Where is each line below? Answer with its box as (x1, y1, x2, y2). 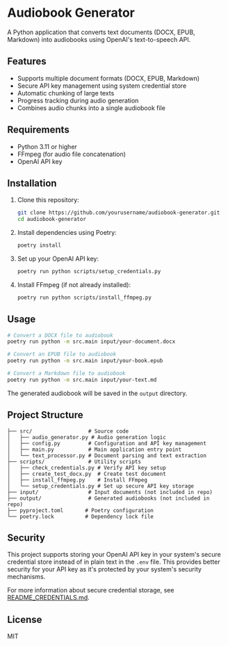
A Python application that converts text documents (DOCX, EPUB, (7, 28, 196, 36)
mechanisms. (7, 573, 46, 581)
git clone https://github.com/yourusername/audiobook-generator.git (17, 209, 220, 217)
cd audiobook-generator (17, 216, 87, 223)
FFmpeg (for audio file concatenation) (17, 150, 127, 158)
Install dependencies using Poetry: (17, 229, 117, 237)
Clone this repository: (17, 196, 79, 204)
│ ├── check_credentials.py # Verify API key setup (7, 464, 167, 471)
